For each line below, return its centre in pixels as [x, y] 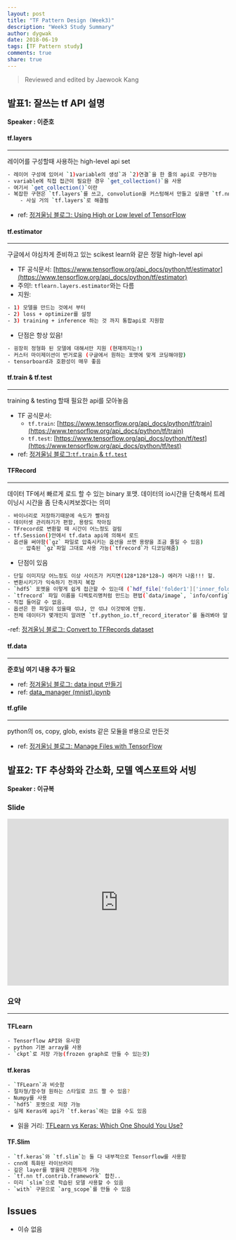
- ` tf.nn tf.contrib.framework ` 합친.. [64, 1176]
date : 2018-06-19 [33, 40]
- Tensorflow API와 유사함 [44, 1041]
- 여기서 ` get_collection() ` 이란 [53, 188]
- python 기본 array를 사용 [45, 1048]
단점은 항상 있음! [40, 335]
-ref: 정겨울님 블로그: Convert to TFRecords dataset [80, 629]
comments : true [29, 53]
